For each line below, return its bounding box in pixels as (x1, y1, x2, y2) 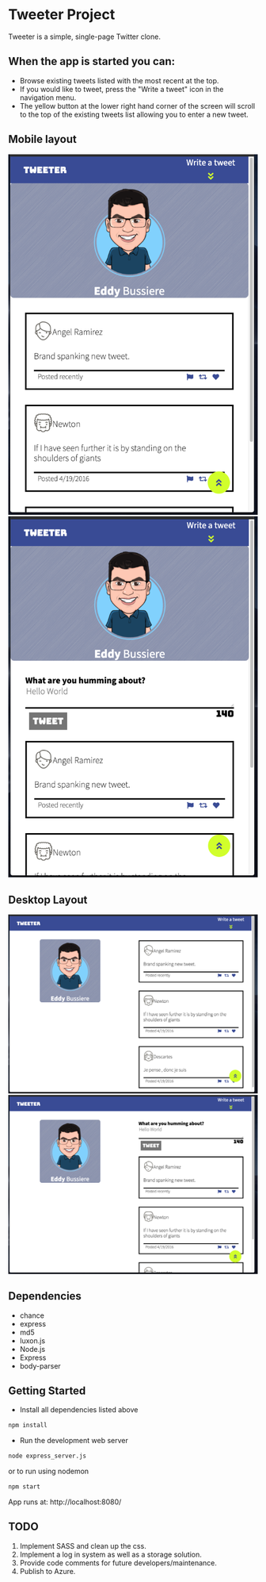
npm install (8, 1422, 47, 1430)
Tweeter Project (8, 6, 116, 24)
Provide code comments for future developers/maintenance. (19, 1557, 218, 1568)
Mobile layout (8, 132, 77, 146)
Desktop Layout (8, 893, 88, 906)
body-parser (19, 1361, 61, 1370)
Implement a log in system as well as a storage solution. (19, 1549, 202, 1559)
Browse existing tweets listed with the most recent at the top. (19, 75, 219, 85)
